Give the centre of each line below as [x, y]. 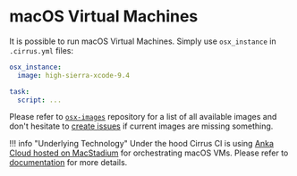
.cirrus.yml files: [42, 50]
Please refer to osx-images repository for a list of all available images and [143, 117]
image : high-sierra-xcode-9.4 [73, 75]
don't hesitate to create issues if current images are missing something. [141, 126]
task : [19, 91]
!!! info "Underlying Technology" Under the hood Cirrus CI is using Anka [142, 144]
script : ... [40, 100]
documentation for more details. [68, 163]
